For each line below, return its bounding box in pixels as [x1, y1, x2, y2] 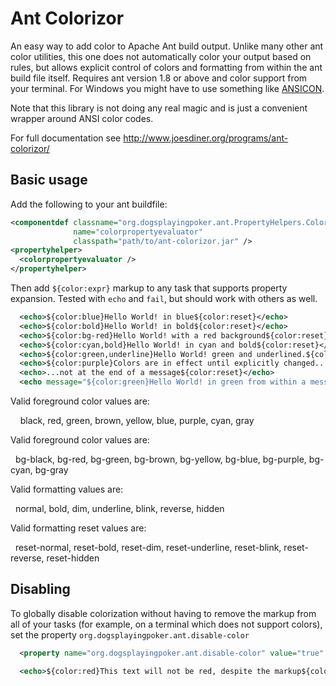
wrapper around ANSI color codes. [10, 112, 154, 124]
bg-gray [34, 464, 69, 476]
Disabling [10, 581, 71, 598]
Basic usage [10, 172, 88, 189]
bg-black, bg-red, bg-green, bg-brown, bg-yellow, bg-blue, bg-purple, [14, 453, 307, 465]
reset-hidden [46, 552, 100, 564]
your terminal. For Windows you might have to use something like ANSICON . [10, 82, 325, 94]
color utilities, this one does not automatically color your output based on [10, 50, 312, 62]
